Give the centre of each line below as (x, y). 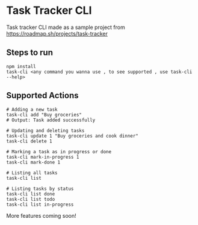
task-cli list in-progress (40, 204)
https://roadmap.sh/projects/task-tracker (57, 33)
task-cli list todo (31, 199)
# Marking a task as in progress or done (59, 151)
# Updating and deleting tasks (45, 130)
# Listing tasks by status (40, 189)
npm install (21, 66)
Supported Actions (42, 96)
